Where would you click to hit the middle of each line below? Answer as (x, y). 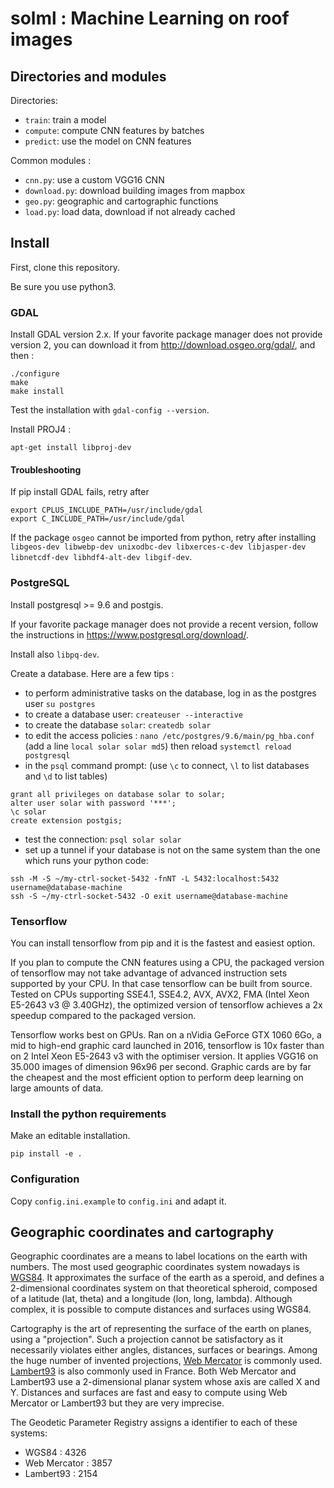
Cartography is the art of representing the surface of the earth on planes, (161, 1329)
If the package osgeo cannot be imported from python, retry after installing (163, 538)
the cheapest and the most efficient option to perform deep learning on (157, 1077)
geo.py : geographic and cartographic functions (121, 201)
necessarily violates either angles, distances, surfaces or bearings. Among (164, 1350)
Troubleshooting (46, 469)
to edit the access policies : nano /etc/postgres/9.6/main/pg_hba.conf (169, 735)
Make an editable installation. (70, 1136)
